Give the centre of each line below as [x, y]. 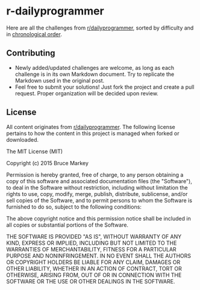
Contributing [31, 53]
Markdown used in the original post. [60, 80]
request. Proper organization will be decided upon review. [86, 93]
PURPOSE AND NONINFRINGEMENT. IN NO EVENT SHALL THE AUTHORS [99, 256]
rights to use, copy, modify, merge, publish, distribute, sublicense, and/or [97, 194]
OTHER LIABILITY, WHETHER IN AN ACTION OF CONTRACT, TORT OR [94, 268]
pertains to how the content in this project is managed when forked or [93, 133]
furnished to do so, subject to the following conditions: [74, 207]
